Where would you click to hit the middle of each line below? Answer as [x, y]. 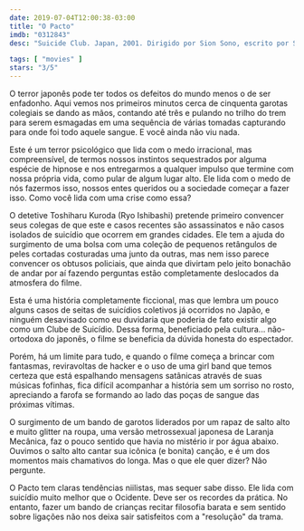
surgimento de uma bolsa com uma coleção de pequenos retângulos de [143, 244]
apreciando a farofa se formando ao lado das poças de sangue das [134, 395]
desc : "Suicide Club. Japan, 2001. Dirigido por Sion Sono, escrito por [149, 43]
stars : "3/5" [34, 68]
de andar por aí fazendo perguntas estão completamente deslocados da [144, 273]
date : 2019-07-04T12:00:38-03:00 [72, 18]
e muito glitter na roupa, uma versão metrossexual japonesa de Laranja [142, 432]
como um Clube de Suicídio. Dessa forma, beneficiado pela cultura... [138, 329]
